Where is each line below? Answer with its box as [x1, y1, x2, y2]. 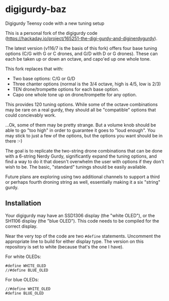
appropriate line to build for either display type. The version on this [5, 238, 144, 244]
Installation [5, 199, 41, 208]
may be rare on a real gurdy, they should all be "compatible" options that [5, 107, 156, 113]
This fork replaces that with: [5, 66, 64, 72]
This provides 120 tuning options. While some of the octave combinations [5, 101, 158, 107]
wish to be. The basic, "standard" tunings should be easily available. [5, 164, 147, 170]
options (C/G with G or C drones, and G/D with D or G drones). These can [5, 51, 158, 57]
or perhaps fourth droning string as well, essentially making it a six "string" [5, 179, 160, 185]
